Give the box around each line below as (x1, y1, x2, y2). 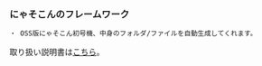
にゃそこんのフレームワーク (9, 7, 130, 20)
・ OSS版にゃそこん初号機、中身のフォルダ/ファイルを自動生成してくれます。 (9, 29, 257, 38)
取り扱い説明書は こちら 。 (9, 47, 105, 58)
